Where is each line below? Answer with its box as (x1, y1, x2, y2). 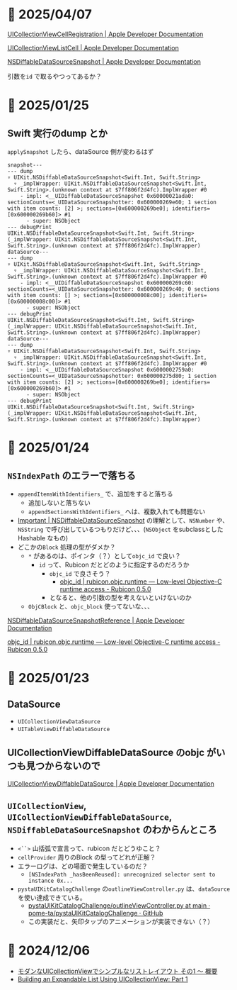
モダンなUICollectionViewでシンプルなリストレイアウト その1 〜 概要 (17, 967, 218, 975)
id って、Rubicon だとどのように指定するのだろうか (38, 560, 190, 569)
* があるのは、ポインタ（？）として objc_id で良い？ (28, 551, 182, 560)
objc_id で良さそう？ (49, 569, 111, 577)
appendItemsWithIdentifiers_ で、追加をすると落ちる (17, 489, 173, 498)
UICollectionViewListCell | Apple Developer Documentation (7, 43, 179, 52)
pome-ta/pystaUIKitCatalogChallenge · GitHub (28, 908, 163, 917)
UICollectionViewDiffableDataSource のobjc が (7, 747, 216, 759)
